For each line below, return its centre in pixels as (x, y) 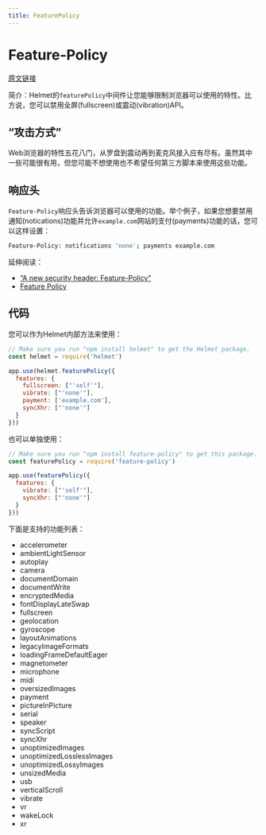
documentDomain (49, 578)
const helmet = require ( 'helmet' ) (66, 356)
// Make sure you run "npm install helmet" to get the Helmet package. (129, 349)
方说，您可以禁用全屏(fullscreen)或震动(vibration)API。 (98, 105)
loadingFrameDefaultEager (64, 654)
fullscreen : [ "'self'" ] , (64, 386)
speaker (33, 722)
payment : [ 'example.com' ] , (67, 401)
